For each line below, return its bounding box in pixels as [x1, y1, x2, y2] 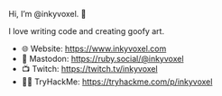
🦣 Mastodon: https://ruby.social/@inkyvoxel [21, 54, 184, 64]
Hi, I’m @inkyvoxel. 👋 [8, 9, 87, 19]
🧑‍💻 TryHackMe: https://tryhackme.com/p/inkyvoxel [21, 76, 213, 87]
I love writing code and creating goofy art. [8, 26, 164, 36]
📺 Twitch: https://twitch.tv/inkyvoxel [21, 64, 159, 74]
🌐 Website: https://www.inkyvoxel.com [21, 43, 167, 54]
